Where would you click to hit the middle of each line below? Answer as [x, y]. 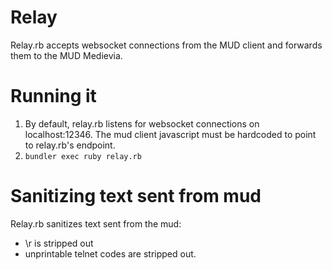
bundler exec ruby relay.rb [83, 156]
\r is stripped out [59, 243]
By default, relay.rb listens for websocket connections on [142, 123]
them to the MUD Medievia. [66, 55]
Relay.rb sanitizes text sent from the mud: [96, 223]
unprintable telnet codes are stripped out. [110, 253]
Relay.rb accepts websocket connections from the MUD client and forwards [166, 45]
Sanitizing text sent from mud [136, 196]
